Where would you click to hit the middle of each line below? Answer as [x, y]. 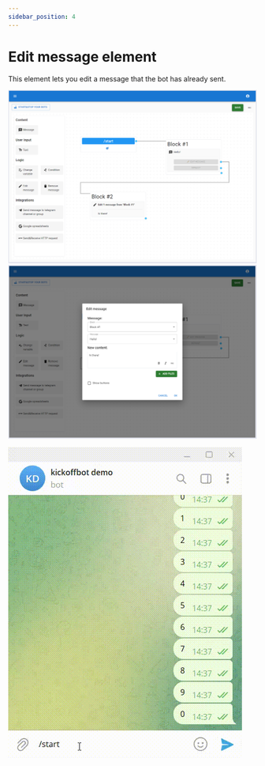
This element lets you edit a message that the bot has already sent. [117, 78]
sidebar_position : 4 [42, 17]
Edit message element [82, 57]
